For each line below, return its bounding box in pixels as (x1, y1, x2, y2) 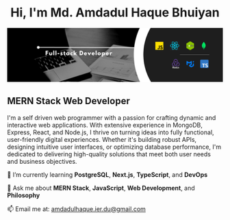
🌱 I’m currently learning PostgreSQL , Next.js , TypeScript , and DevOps (7, 170, 208, 179)
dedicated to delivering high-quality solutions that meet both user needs (7, 149, 211, 158)
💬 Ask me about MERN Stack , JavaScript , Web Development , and (7, 184, 195, 192)
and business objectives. (7, 157, 77, 165)
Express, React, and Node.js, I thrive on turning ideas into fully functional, (7, 128, 214, 136)
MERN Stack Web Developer (7, 95, 130, 107)
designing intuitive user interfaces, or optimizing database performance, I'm (7, 143, 222, 151)
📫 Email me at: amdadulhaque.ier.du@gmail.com (7, 204, 146, 213)
